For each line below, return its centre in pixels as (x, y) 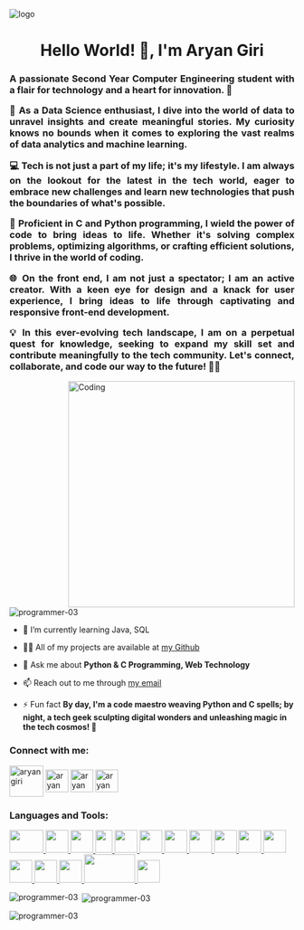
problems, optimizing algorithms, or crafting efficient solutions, (152, 246)
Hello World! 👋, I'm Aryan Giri (152, 51)
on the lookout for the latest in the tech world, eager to (152, 180)
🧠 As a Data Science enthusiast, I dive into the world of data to (152, 110)
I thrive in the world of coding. (77, 258)
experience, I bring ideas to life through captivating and (152, 300)
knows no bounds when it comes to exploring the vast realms (152, 133)
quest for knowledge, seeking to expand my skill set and (152, 344)
